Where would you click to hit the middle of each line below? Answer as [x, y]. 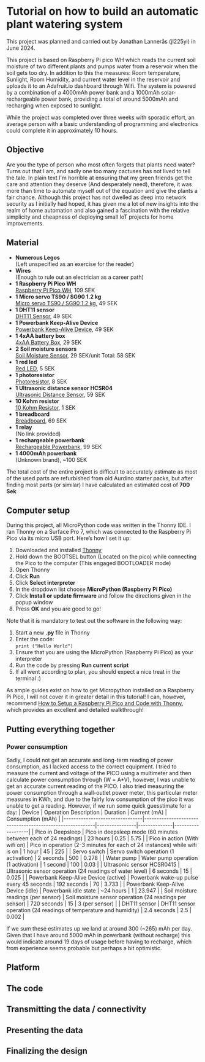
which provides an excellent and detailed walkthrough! [75, 710]
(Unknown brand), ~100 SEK [51, 459]
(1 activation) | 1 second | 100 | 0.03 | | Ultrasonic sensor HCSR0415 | [93, 865]
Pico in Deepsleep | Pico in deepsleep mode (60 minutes [107, 832]
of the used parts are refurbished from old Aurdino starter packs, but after [100, 478]
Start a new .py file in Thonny [52, 633]
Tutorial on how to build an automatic [102, 11]
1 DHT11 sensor [35, 310]
